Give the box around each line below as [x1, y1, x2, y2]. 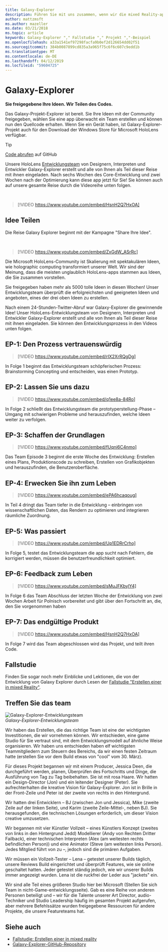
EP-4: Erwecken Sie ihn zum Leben [5, 479, 116, 487]
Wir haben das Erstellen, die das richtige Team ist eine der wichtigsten [5, 727, 150, 733]
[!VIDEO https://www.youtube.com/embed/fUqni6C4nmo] [17, 444, 137, 450]
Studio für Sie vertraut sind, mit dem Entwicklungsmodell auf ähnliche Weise [5, 738, 162, 744]
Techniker [5, 898, 26, 904]
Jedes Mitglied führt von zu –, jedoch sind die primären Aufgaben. [5, 847, 141, 853]
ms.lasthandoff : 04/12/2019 [5, 58, 64, 63]
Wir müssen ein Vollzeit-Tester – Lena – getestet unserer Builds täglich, [5, 856, 151, 862]
